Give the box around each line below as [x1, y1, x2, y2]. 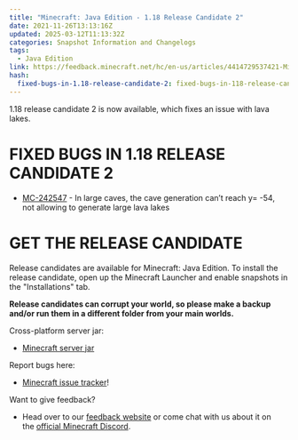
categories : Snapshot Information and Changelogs [9, 37, 197, 47]
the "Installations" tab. [9, 281, 90, 292]
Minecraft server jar [21, 342, 95, 353]
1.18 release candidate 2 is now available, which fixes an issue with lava [9, 103, 271, 114]
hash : [9, 71, 29, 80]
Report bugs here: [9, 359, 75, 370]
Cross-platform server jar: [9, 325, 105, 336]
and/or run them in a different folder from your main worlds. [9, 308, 234, 318]
